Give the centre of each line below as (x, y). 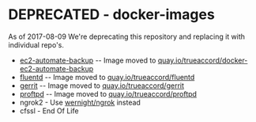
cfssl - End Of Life (49, 111)
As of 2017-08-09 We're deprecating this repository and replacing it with (127, 36)
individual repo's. (36, 44)
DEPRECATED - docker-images (111, 15)
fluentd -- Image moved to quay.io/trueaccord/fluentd (107, 77)
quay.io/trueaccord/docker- (203, 60)
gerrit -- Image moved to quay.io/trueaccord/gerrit (102, 86)
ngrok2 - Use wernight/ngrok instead (80, 102)
